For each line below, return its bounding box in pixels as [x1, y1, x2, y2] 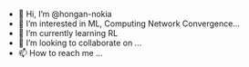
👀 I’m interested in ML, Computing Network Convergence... [17, 18, 240, 29]
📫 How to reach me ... [17, 48, 103, 58]
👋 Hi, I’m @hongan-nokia [17, 9, 112, 19]
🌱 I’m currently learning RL [17, 28, 119, 38]
